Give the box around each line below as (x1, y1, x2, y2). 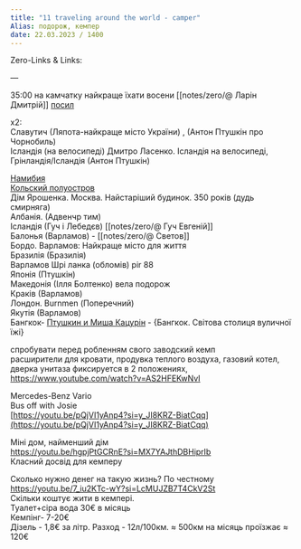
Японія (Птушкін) (10, 269, 76, 280)
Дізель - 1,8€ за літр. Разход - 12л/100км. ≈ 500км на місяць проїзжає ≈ (10, 522, 288, 533)
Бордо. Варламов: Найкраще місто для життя (10, 241, 187, 251)
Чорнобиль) (10, 137, 57, 147)
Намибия (10, 173, 46, 184)
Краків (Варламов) (10, 289, 83, 299)
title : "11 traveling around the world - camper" (10, 13, 202, 23)
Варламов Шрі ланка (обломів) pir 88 (10, 260, 155, 270)
